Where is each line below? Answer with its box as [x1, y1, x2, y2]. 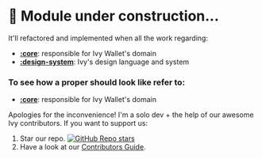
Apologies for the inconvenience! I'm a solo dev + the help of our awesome [8, 110, 254, 119]
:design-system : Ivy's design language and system [19, 57, 190, 66]
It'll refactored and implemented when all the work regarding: [8, 33, 209, 43]
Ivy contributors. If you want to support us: [8, 119, 148, 128]
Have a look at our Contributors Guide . [19, 142, 146, 152]
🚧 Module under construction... [8, 7, 220, 25]
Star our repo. [19, 134, 66, 143]
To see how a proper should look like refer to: [8, 77, 185, 88]
